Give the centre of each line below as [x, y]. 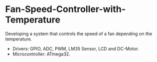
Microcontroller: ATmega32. [41, 54]
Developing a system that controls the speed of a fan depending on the [79, 33]
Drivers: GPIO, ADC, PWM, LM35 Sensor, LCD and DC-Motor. [76, 48]
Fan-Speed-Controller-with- [65, 9]
